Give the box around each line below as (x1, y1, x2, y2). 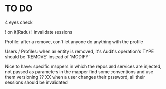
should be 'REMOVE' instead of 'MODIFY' (5, 53, 90, 60)
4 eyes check (5, 19, 33, 25)
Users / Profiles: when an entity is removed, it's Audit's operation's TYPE (5, 48, 154, 54)
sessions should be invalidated (5, 79, 68, 85)
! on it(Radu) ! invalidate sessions (5, 29, 73, 35)
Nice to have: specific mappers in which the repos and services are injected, (5, 63, 162, 69)
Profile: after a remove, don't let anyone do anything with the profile (5, 38, 143, 45)
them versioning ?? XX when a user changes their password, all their (5, 74, 145, 80)
